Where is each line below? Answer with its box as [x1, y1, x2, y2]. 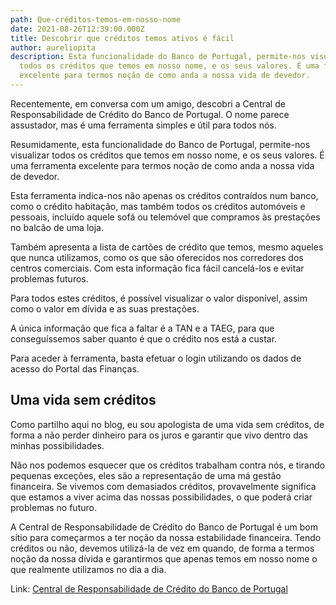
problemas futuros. [10, 272, 89, 285]
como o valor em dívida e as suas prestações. [10, 302, 200, 315]
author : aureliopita [10, 42, 97, 53]
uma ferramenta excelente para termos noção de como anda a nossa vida [10, 159, 315, 171]
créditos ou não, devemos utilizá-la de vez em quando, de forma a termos [10, 542, 315, 554]
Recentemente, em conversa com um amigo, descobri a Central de [10, 97, 286, 110]
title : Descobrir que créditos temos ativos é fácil [10, 33, 235, 43]
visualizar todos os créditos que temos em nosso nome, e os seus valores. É [10, 149, 325, 161]
